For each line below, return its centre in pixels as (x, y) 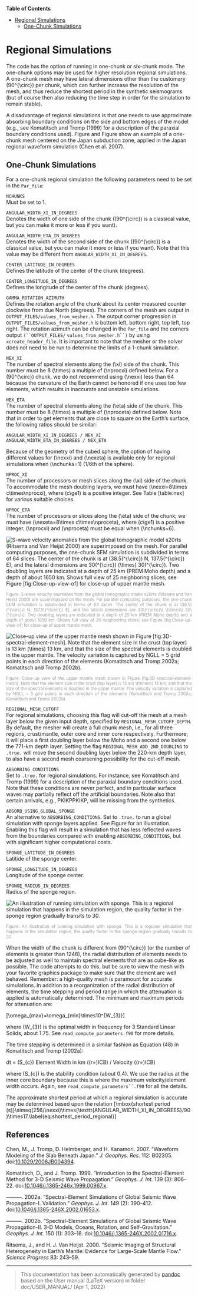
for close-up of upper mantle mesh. (58, 625)
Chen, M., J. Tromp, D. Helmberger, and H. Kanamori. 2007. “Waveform (92, 1149)
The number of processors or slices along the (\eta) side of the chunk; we (96, 515)
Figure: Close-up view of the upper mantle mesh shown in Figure (73, 678)
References (28, 1135)
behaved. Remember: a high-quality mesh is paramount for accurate (89, 979)
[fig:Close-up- (178, 620)
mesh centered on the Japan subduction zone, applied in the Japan (105, 140)
